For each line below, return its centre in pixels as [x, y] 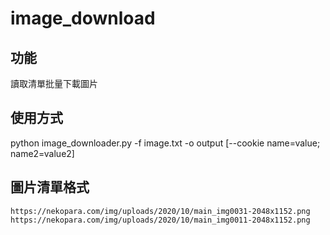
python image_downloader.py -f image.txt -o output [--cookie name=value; [165, 143]
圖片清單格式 [50, 187]
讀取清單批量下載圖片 [54, 83]
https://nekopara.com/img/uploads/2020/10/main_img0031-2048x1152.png [160, 211]
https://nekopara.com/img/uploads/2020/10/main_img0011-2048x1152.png [160, 220]
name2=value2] [42, 153]
